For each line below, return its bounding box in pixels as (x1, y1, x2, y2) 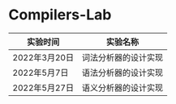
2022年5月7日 (12, 67, 69, 78)
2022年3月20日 (12, 52, 75, 63)
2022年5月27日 (12, 82, 75, 94)
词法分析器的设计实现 (81, 52, 164, 63)
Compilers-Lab (8, 6, 112, 24)
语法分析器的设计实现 (81, 67, 164, 78)
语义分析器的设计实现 (81, 82, 164, 94)
